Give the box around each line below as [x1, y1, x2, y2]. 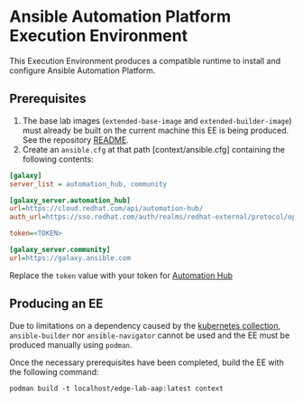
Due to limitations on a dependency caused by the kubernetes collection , [9, 320, 281, 331]
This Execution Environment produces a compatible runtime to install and [9, 55, 281, 66]
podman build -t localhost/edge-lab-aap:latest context [9, 384, 224, 393]
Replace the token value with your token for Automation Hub [9, 269, 233, 281]
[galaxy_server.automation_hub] [9, 196, 131, 205]
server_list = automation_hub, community [9, 179, 168, 189]
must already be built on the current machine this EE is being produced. [22, 125, 289, 136]
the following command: [9, 366, 99, 377]
